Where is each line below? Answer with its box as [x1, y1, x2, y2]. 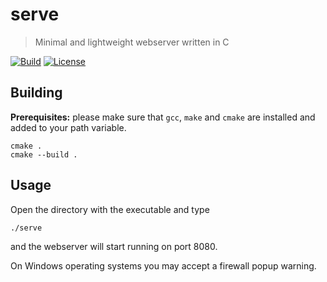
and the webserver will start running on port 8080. [10, 240, 218, 252]
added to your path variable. [10, 121, 127, 133]
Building [10, 84, 63, 102]
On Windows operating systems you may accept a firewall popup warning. [10, 259, 317, 272]
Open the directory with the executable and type [10, 203, 210, 215]
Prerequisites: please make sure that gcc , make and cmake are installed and [10, 111, 316, 123]
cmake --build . [10, 149, 78, 160]
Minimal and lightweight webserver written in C [34, 36, 230, 48]
